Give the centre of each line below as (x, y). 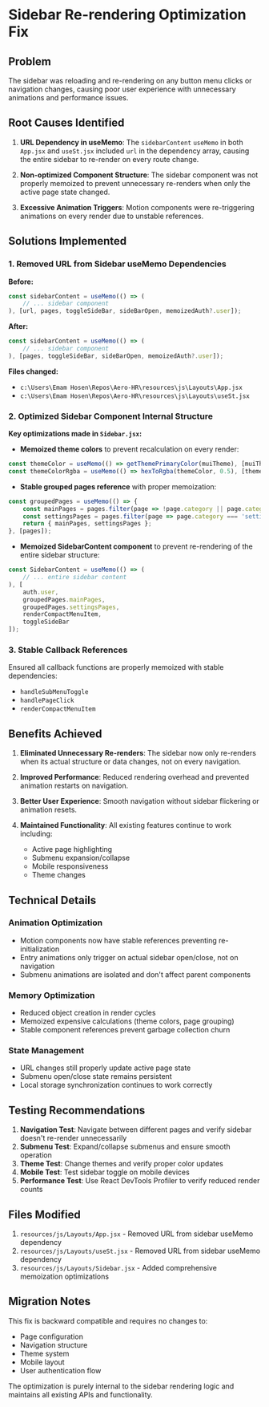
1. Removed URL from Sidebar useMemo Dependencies (117, 264)
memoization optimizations (64, 1276)
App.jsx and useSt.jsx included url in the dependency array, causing (134, 151)
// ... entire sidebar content (75, 578)
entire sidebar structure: (60, 555)
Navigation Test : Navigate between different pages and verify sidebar (136, 1129)
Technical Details (52, 900)
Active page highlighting (72, 849)
